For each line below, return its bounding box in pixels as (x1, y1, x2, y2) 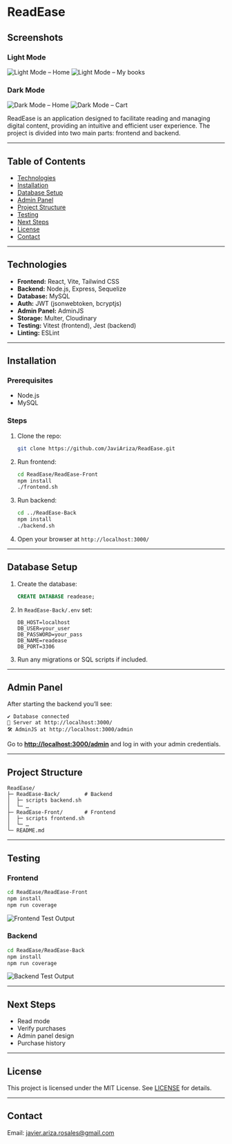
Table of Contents (7, 155, 86, 167)
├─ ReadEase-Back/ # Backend (7, 791, 113, 798)
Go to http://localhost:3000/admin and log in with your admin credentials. (7, 740, 221, 748)
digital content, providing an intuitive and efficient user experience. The (7, 122, 211, 130)
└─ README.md (7, 827, 45, 834)
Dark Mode (7, 85, 45, 95)
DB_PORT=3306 (17, 643, 55, 650)
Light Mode (7, 52, 46, 62)
